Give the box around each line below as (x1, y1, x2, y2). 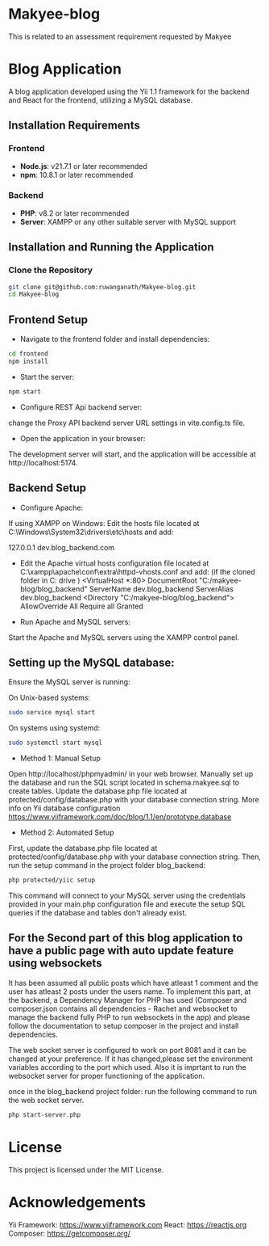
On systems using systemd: (8, 723, 101, 733)
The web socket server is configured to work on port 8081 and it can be (8, 1045, 246, 1054)
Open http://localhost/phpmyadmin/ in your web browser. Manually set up (8, 769, 254, 779)
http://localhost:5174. (8, 457, 78, 467)
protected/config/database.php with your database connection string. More (8, 795, 259, 805)
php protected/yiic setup (8, 876, 95, 885)
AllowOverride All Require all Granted (19, 601, 143, 611)
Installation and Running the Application (8, 240, 215, 255)
